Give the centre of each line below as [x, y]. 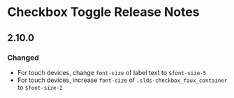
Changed [23, 58]
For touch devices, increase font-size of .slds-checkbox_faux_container [122, 80]
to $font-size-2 [40, 87]
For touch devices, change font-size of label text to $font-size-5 [112, 72]
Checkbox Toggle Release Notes [104, 12]
